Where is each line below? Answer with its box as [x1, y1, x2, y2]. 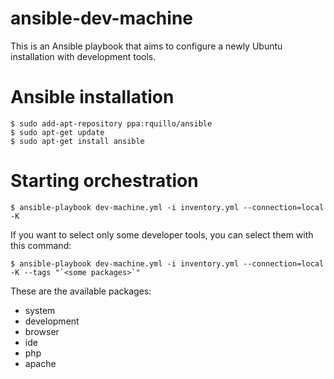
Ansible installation [10, 86, 175, 109]
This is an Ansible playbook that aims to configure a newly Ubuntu [10, 40, 283, 52]
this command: [10, 239, 72, 251]
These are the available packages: [10, 285, 152, 297]
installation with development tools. [10, 50, 157, 62]
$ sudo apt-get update [10, 127, 105, 137]
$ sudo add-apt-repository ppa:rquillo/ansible [10, 118, 213, 129]
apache [24, 357, 57, 369]
